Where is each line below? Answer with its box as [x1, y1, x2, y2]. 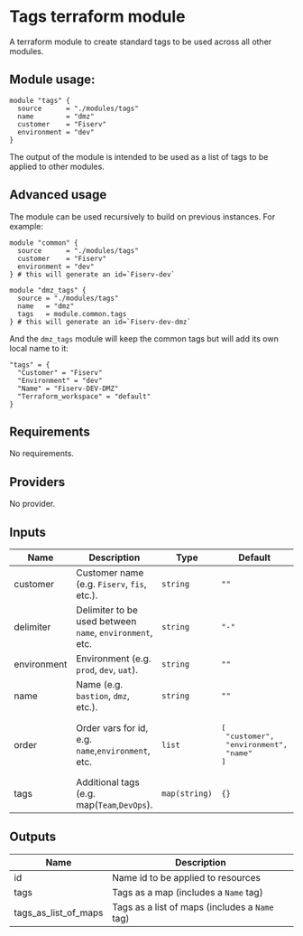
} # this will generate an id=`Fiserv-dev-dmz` [9, 317, 192, 326]
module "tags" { [9, 96, 70, 105]
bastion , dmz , [76, 689, 130, 702]
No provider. [9, 499, 56, 510]
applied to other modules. [9, 161, 106, 172]
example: [9, 220, 43, 231]
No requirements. [9, 448, 75, 459]
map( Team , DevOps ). [76, 799, 153, 810]
